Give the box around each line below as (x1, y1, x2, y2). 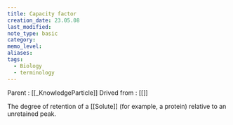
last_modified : (7, 23, 52, 30)
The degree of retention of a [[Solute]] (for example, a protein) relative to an (7, 102, 227, 110)
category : (7, 37, 36, 44)
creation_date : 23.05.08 (7, 17, 80, 24)
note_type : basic (7, 29, 58, 37)
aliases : (7, 50, 33, 57)
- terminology (13, 69, 55, 76)
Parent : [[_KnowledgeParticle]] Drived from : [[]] (7, 88, 149, 97)
